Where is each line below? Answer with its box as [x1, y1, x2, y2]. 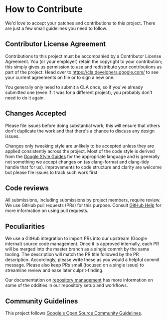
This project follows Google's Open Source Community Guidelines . [5, 310, 143, 316]
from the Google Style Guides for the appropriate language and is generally [5, 153, 160, 159]
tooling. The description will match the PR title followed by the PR [5, 251, 139, 257]
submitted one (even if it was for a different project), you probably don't [5, 89, 153, 95]
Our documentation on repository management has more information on [5, 277, 154, 283]
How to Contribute [5, 3, 83, 15]
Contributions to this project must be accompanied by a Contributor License [5, 53, 162, 59]
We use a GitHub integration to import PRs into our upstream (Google [5, 235, 147, 241]
